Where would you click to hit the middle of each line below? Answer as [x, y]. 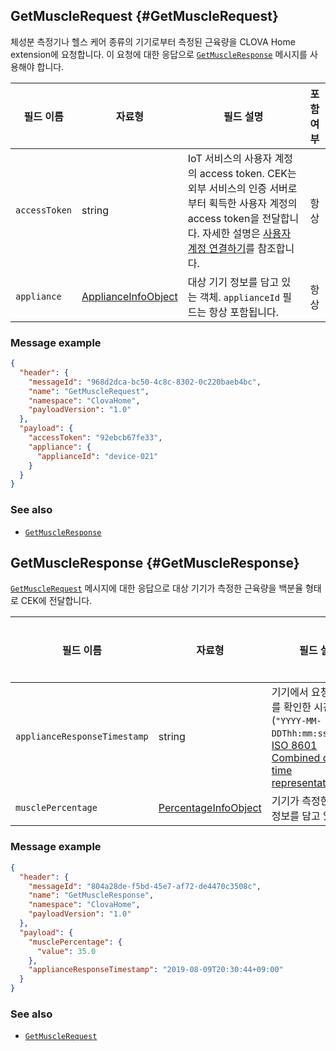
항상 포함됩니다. [244, 312]
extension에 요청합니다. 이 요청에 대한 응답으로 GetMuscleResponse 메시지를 [159, 54]
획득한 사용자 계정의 [253, 203]
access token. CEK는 [248, 173]
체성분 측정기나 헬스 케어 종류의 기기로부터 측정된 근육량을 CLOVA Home [153, 41]
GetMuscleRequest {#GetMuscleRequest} [144, 16]
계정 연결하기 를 [221, 248]
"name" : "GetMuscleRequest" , [89, 391]
